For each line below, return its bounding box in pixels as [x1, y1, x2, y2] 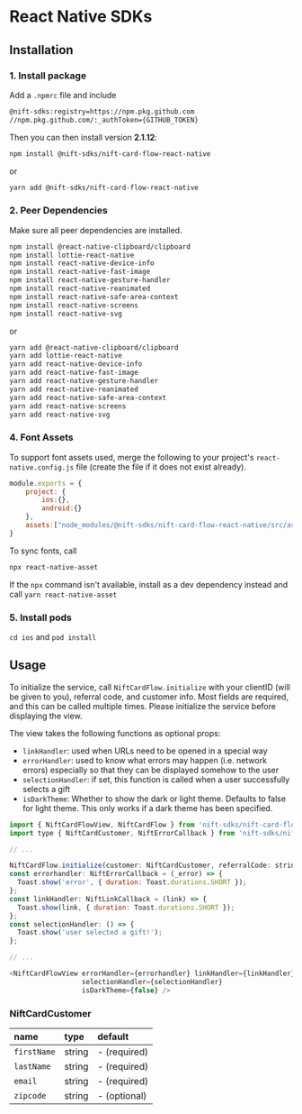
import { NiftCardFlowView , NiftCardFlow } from [9, 820, 195, 829]
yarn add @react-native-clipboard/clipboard [9, 342, 179, 352]
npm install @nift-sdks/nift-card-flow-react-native [9, 149, 211, 159]
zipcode [13, 1091, 47, 1100]
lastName [13, 1062, 51, 1072]
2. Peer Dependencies [9, 205, 108, 217]
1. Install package [9, 69, 87, 82]
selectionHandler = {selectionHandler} [81, 977, 223, 986]
